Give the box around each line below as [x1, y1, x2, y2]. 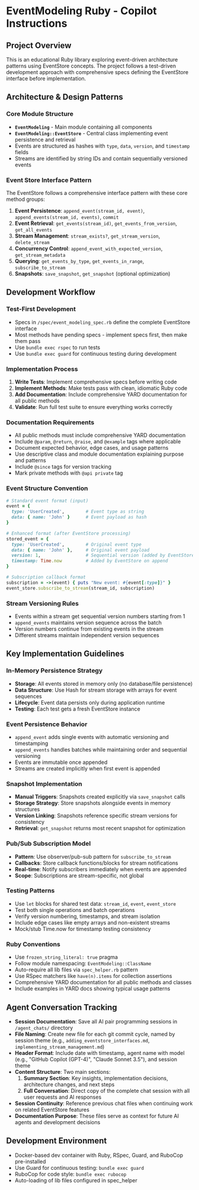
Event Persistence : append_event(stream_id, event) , [14, 207, 145, 214]
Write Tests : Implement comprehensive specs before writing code [14, 378, 177, 385]
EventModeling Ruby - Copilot [6, 4, 157, 18]
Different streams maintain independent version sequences [14, 631, 160, 638]
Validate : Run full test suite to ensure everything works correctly [14, 403, 173, 410]
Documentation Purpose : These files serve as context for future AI [14, 1112, 179, 1119]
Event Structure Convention [6, 484, 88, 492]
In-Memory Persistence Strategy [6, 667, 103, 675]
